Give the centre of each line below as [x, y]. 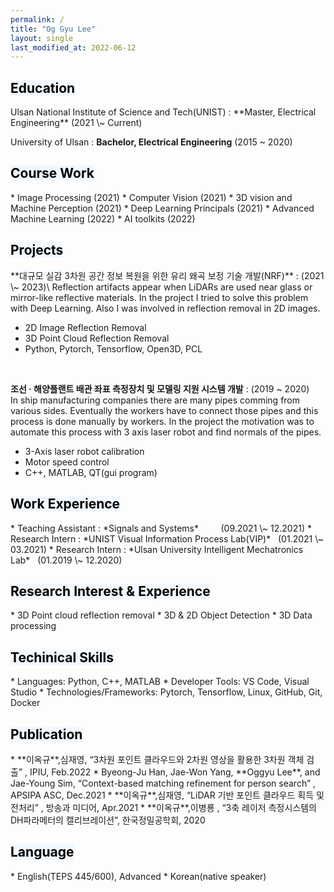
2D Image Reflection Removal [85, 327]
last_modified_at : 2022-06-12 [73, 47]
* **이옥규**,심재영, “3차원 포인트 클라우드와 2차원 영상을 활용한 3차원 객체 [157, 759]
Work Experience [65, 504]
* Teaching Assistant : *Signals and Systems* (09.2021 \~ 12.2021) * [161, 528]
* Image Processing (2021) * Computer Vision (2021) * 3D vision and [151, 197]
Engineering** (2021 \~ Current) [76, 123]
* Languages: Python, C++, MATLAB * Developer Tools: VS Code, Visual [160, 682]
